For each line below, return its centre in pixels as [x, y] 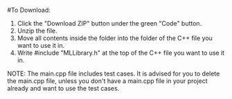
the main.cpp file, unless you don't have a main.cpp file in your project [107, 81]
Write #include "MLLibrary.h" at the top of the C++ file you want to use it [121, 53]
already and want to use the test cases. [63, 88]
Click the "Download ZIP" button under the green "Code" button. [109, 23]
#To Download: [29, 10]
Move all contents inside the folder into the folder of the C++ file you [115, 38]
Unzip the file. [37, 31]
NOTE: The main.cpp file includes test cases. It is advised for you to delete [114, 73]
